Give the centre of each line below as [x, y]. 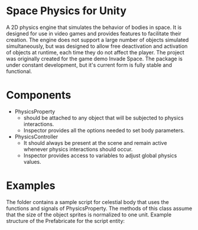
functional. [19, 71]
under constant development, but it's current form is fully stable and [89, 65]
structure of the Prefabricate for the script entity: [66, 221]
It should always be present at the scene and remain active [95, 142]
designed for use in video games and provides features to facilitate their [94, 33]
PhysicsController [36, 137]
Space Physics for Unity [66, 11]
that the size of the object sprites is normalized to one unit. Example [89, 215]
